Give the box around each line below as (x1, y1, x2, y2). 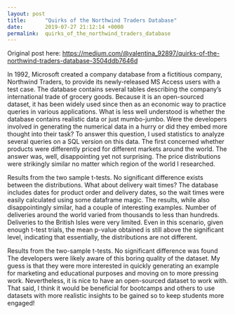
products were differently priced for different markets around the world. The (7, 145, 227, 153)
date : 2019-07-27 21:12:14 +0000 (7, 23, 124, 30)
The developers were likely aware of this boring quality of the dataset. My (7, 254, 221, 263)
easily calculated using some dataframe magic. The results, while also (7, 196, 210, 204)
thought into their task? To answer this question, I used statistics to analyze (7, 130, 224, 138)
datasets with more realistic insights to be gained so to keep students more (7, 292, 224, 300)
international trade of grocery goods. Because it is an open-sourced (7, 93, 204, 101)
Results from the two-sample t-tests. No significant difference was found (7, 247, 219, 255)
